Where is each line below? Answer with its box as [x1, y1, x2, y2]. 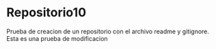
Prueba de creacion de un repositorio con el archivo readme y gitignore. [6, 27, 210, 35]
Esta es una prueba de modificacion [6, 34, 108, 42]
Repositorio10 [6, 5, 87, 20]
